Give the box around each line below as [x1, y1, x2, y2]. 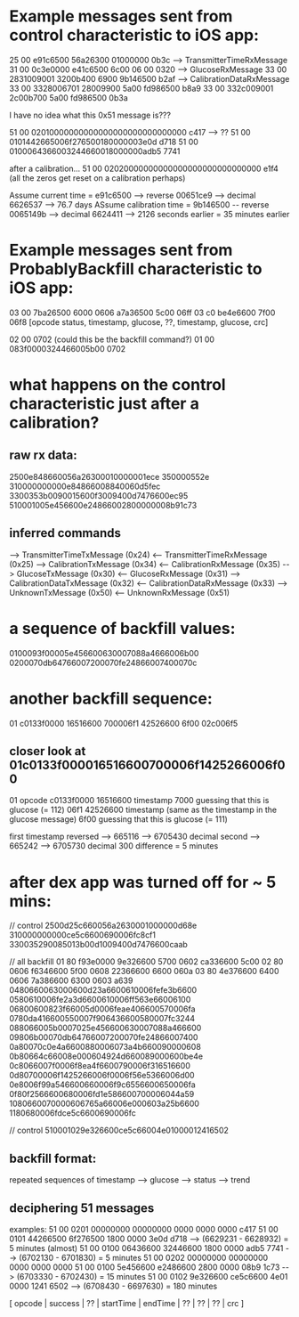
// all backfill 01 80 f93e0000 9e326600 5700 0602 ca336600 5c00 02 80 [9, 956, 284, 967]
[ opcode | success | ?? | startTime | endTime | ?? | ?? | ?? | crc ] [9, 1297, 245, 1308]
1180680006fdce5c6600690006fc [9, 1108, 136, 1118]
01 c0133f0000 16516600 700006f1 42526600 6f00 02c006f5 [9, 718, 238, 728]
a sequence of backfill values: [9, 618, 236, 638]
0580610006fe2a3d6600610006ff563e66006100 [9, 995, 191, 1005]
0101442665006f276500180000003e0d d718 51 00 [9, 136, 198, 147]
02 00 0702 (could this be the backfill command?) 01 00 [9, 334, 215, 345]
